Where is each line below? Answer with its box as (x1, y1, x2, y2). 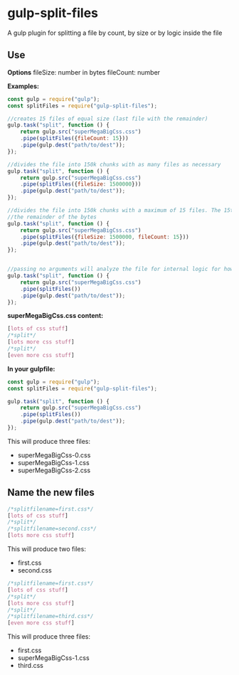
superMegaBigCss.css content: (7, 312, 104, 320)
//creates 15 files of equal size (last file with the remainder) (7, 115, 208, 122)
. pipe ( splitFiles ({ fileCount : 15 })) (20, 135, 129, 142)
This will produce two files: (7, 545, 87, 553)
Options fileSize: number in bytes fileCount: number (7, 68, 161, 76)
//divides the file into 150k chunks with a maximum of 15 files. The (7, 207, 221, 214)
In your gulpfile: (7, 364, 55, 373)
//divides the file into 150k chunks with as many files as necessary (7, 161, 221, 168)
